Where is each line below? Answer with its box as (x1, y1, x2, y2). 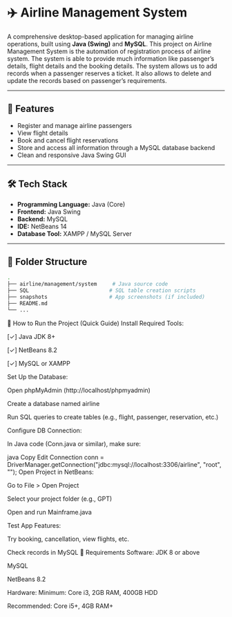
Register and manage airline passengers (17, 121, 133, 129)
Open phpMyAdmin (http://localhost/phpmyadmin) (7, 386, 151, 394)
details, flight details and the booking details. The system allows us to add (7, 62, 217, 70)
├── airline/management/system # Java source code (7, 281, 168, 288)
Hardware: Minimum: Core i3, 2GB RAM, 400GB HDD (7, 588, 158, 596)
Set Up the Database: (7, 372, 68, 380)
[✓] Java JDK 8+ (7, 332, 56, 340)
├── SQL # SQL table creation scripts (7, 287, 196, 294)
